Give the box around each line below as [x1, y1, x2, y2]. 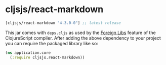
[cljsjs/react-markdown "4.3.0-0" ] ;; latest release [5, 20, 121, 25]
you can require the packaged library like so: [5, 40, 99, 46]
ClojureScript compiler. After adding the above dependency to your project [5, 35, 161, 41]
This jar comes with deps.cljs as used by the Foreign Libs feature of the [5, 29, 156, 36]
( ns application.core [5, 50, 51, 55]
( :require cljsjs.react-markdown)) [10, 55, 85, 60]
